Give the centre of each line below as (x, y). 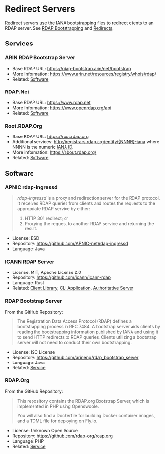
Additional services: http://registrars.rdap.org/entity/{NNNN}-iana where (86, 142)
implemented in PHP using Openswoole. (58, 406)
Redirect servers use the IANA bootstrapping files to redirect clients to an (79, 23)
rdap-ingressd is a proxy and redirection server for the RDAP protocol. (88, 198)
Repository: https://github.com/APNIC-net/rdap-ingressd (70, 243)
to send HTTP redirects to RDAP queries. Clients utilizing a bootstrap (87, 337)
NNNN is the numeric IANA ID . (43, 147)
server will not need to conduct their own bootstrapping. (74, 342)
